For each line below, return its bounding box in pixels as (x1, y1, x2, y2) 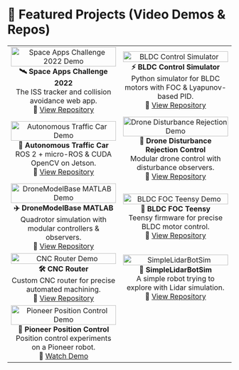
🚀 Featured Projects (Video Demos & (7, 6, 226, 23)
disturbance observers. (136, 162, 215, 172)
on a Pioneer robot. (31, 342, 96, 351)
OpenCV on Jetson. (31, 158, 97, 168)
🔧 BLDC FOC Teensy (140, 204, 211, 214)
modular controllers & (27, 223, 100, 233)
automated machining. (26, 284, 101, 294)
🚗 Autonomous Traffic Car (18, 140, 109, 150)
